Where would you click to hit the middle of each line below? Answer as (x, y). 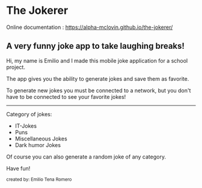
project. (16, 67)
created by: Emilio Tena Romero (39, 179)
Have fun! (18, 168)
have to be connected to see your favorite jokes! (66, 96)
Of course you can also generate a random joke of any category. (86, 157)
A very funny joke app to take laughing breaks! (96, 46)
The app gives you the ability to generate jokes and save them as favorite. (98, 78)
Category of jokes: (29, 114)
